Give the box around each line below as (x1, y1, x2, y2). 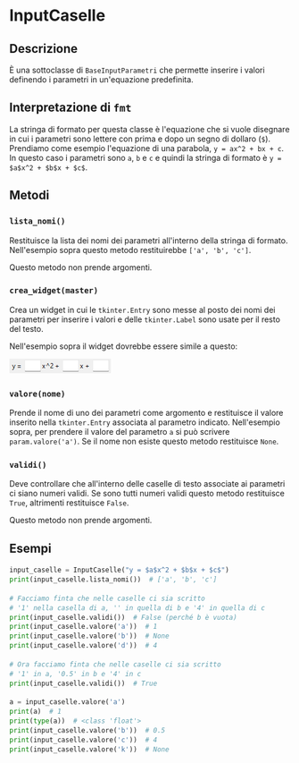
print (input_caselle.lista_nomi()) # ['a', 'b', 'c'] (9, 575, 218, 584)
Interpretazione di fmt (9, 100, 132, 115)
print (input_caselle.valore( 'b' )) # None (9, 632, 170, 640)
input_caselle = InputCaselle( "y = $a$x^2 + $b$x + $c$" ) (9, 565, 229, 575)
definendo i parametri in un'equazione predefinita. (9, 74, 194, 85)
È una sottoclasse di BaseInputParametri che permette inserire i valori (9, 64, 265, 75)
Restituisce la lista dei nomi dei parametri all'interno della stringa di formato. (9, 234, 288, 246)
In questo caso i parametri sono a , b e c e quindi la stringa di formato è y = (9, 152, 282, 163)
